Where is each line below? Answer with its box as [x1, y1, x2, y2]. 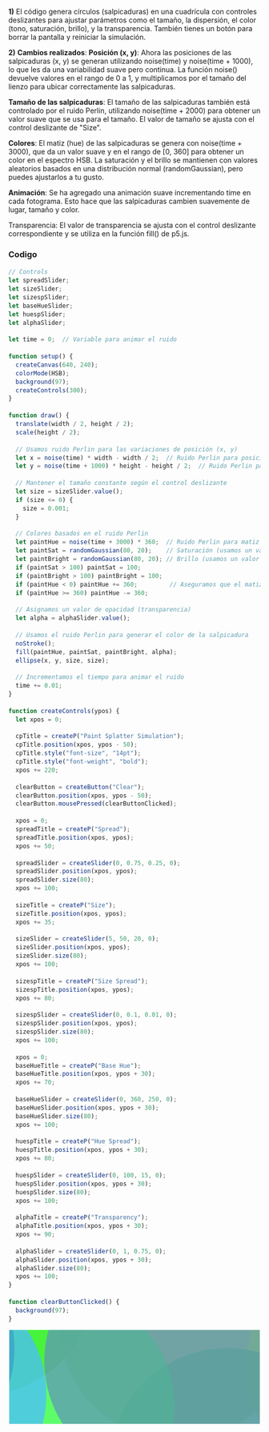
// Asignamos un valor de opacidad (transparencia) [15, 606, 192, 614]
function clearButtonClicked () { [8, 1298, 120, 1306]
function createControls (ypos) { [8, 707, 120, 715]
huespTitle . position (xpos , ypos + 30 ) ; [15, 1146, 149, 1154]
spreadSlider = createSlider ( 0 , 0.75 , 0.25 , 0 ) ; [15, 859, 181, 867]
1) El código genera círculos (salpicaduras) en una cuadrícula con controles [8, 7, 258, 16]
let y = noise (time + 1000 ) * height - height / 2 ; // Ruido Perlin [15, 462, 253, 471]
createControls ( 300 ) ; [15, 386, 88, 395]
